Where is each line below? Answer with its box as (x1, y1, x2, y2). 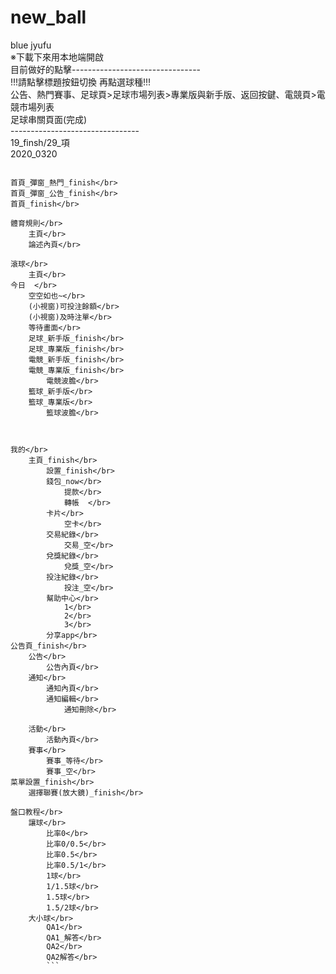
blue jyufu (10, 39, 52, 51)
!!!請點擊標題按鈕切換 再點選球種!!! (10, 76, 152, 88)
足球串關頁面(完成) (10, 113, 88, 125)
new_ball (10, 6, 87, 29)
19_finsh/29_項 (10, 136, 70, 148)
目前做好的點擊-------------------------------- (10, 63, 202, 75)
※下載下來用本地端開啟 (10, 51, 104, 63)
